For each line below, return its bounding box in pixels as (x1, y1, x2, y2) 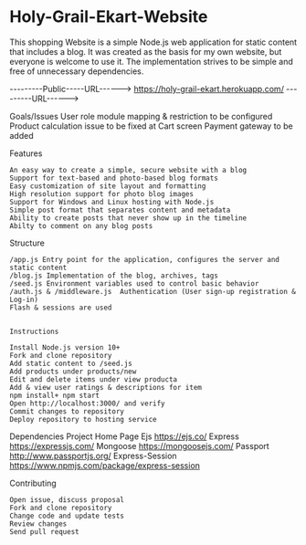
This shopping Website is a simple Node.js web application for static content (9, 37, 298, 47)
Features (9, 148, 43, 159)
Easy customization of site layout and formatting (9, 181, 206, 191)
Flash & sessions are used (9, 303, 112, 312)
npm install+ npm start (9, 391, 100, 400)
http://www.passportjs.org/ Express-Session (9, 450, 177, 461)
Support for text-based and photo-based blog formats (9, 173, 219, 183)
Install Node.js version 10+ (9, 342, 121, 352)
